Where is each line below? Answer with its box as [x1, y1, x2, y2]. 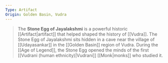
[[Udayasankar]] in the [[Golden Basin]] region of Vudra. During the [17, 41, 158, 47]
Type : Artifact [5, 7, 37, 12]
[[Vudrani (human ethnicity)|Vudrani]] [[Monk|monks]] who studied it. [17, 52, 163, 58]
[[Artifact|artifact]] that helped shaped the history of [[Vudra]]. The [17, 31, 158, 37]
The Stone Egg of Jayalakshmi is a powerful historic [17, 25, 128, 31]
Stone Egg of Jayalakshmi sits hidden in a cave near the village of [17, 36, 155, 42]
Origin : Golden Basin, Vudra [5, 12, 67, 17]
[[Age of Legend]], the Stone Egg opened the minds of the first [17, 47, 149, 53]
